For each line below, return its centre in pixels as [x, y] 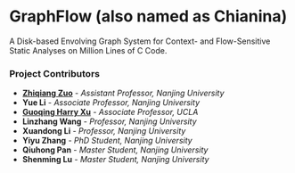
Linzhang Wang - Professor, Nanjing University [110, 121]
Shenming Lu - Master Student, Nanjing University [115, 160]
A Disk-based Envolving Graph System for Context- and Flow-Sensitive [140, 41]
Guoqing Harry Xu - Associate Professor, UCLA [110, 112]
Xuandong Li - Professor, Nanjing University [104, 131]
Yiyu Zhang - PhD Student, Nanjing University [107, 141]
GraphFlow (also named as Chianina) [148, 16]
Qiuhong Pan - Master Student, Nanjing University [115, 150]
